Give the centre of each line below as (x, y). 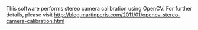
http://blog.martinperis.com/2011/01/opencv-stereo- (117, 15)
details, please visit (30, 15)
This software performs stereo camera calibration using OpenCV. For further (99, 9)
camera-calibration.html (35, 21)
